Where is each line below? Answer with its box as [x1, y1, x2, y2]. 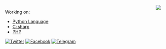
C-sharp [12, 24, 30, 29]
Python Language [12, 19, 48, 24]
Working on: [5, 9, 30, 15]
